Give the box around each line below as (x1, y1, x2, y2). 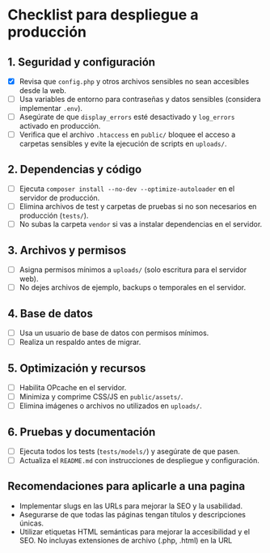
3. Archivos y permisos (7, 243, 127, 257)
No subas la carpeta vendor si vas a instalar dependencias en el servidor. (19, 219, 263, 229)
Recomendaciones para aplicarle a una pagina (7, 479, 246, 493)
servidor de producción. (19, 193, 100, 203)
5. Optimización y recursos (7, 361, 146, 375)
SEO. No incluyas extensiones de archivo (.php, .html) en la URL (19, 535, 233, 545)
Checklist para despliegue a (7, 6, 199, 24)
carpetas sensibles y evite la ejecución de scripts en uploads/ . (19, 139, 227, 149)
